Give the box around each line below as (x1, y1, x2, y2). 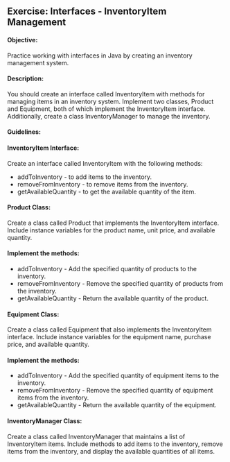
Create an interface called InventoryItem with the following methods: (7, 159, 203, 167)
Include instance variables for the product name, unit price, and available (7, 225, 215, 234)
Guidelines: (7, 128, 42, 136)
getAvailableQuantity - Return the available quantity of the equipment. (17, 401, 217, 409)
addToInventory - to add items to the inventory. (17, 173, 152, 181)
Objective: (7, 35, 38, 44)
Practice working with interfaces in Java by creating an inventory (7, 51, 193, 60)
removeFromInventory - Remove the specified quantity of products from (17, 280, 224, 287)
